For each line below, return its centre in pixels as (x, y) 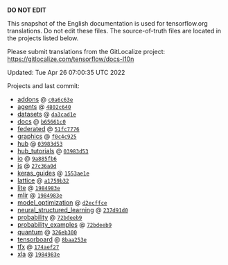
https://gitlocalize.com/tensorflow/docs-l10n (71, 59)
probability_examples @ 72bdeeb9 (64, 224)
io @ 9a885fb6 (37, 158)
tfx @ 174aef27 (38, 247)
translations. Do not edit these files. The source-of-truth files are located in (114, 31)
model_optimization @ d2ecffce (62, 203)
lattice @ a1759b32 (43, 180)
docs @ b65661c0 (41, 121)
